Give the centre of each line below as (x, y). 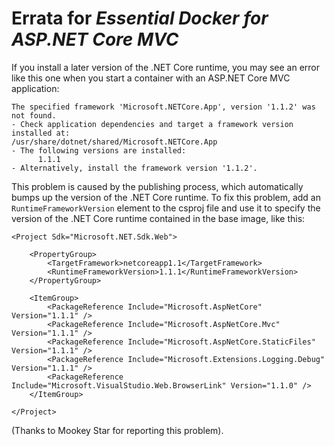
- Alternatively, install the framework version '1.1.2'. (134, 168)
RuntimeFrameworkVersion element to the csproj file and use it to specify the (166, 208)
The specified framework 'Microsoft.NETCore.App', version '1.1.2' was (163, 107)
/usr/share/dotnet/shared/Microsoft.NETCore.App (114, 142)
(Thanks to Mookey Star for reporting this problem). (117, 430)
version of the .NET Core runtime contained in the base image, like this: (158, 218)
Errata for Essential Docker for (140, 18)
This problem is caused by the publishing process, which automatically (157, 186)
